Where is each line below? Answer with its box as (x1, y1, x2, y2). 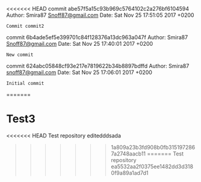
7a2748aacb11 (111, 150, 146, 157)
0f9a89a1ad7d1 (111, 169, 149, 177)
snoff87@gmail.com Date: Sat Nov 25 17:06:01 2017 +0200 (6, 69, 152, 76)
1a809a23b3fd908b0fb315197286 (111, 143, 196, 151)
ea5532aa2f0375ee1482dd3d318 (111, 163, 194, 170)
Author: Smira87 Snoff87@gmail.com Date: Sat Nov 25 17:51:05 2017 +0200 (6, 11, 194, 19)
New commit (6, 52, 34, 58)
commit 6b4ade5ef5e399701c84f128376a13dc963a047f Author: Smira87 (6, 34, 188, 41)
